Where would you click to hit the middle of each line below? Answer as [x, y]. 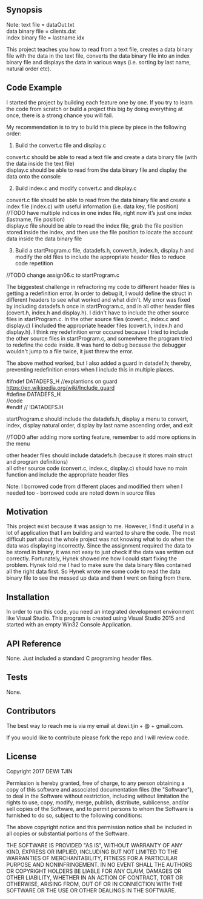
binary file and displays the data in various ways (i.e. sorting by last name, [99, 62]
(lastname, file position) [36, 219]
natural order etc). [29, 69]
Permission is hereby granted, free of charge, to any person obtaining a [95, 783]
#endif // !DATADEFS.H [35, 407]
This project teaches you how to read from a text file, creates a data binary [99, 49]
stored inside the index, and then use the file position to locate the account [100, 232]
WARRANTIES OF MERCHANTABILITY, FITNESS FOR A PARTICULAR [92, 858]
